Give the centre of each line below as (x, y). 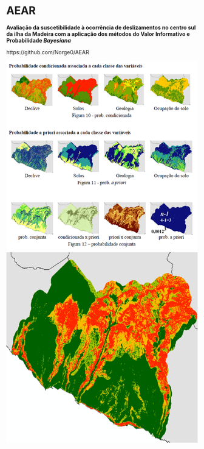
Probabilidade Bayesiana (39, 40)
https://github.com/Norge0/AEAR (48, 52)
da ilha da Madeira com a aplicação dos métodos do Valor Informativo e (98, 34)
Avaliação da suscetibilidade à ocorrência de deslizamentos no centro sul (101, 27)
